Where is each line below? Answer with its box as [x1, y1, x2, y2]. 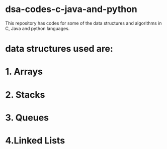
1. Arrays [5, 66, 43, 77]
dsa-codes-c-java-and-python [5, 4, 137, 15]
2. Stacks [5, 89, 45, 100]
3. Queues [5, 112, 49, 123]
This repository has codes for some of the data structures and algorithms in [5, 20, 162, 26]
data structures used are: [5, 43, 113, 55]
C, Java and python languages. [5, 25, 70, 31]
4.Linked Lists [5, 134, 65, 146]
